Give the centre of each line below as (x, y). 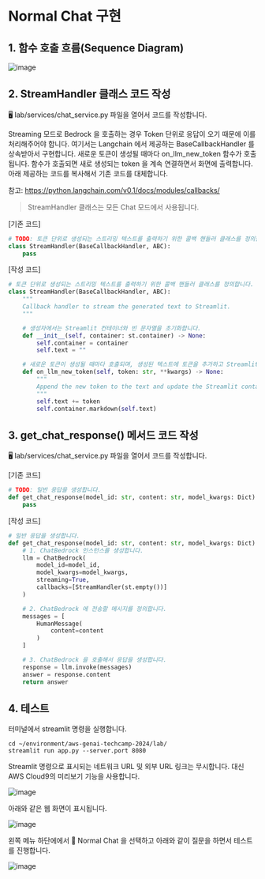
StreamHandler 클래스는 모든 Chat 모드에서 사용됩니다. (113, 207)
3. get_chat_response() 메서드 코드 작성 (103, 435)
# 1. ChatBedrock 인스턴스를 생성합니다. (83, 550)
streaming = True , (63, 580)
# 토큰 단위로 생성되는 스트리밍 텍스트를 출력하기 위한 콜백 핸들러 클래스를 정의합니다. (131, 285)
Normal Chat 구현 (65, 16)
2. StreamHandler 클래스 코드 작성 (90, 94)
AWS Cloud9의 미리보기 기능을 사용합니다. (74, 776)
